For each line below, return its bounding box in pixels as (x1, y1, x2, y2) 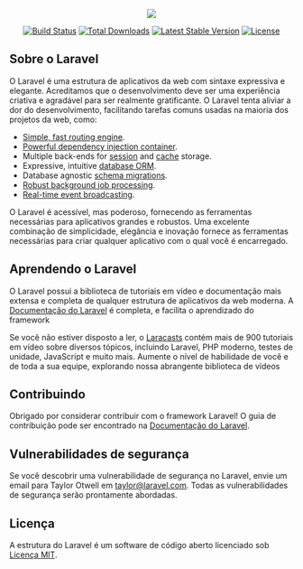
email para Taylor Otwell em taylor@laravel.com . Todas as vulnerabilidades (9, 480, 289, 491)
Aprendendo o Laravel (9, 262, 137, 277)
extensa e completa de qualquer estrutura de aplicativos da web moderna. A (9, 294, 294, 306)
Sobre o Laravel (9, 51, 99, 67)
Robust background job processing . (22, 179, 156, 190)
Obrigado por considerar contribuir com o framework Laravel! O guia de (9, 411, 277, 422)
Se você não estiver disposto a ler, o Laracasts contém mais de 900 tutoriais (9, 331, 294, 342)
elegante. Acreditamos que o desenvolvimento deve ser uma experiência (9, 85, 281, 96)
